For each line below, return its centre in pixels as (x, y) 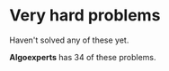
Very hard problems (85, 16)
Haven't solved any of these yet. (69, 40)
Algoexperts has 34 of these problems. (83, 57)
